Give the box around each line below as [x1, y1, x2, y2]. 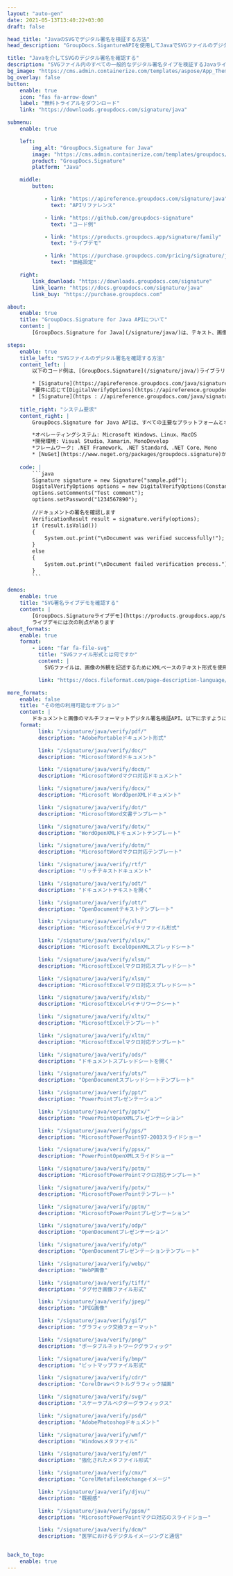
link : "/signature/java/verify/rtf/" [37, 861, 148, 868]
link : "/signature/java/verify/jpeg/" [37, 1298, 150, 1306]
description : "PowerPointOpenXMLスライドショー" [37, 1153, 174, 1160]
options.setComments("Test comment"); [32, 489, 144, 497]
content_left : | [19, 361, 67, 368]
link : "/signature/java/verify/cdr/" [37, 1374, 148, 1381]
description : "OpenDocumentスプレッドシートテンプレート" [37, 1077, 195, 1084]
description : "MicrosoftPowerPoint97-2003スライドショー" [37, 1134, 202, 1141]
